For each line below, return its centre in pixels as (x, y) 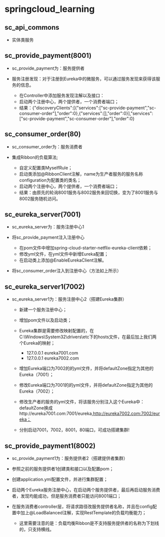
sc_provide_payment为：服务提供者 (48, 68)
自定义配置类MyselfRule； (46, 168)
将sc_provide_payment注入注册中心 (48, 237)
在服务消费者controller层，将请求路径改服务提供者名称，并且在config (82, 507)
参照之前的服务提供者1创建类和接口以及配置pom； (63, 469)
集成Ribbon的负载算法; (35, 157)
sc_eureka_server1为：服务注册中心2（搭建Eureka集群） (69, 299)
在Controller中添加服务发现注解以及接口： (62, 95)
